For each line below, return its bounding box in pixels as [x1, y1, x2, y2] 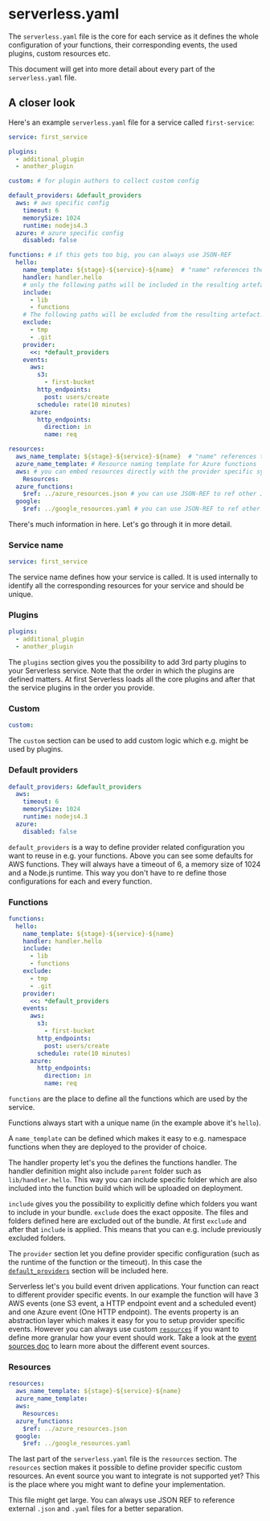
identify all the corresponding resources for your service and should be [8, 581, 245, 591]
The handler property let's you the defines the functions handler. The [8, 1158, 237, 1168]
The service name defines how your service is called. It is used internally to [8, 572, 259, 582]
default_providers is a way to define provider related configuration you [8, 842, 245, 851]
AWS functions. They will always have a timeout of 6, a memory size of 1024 [8, 859, 261, 869]
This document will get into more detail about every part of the [8, 64, 215, 73]
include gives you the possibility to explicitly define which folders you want [8, 1199, 257, 1209]
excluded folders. [8, 1233, 67, 1243]
